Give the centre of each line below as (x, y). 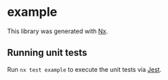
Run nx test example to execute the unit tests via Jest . (84, 69)
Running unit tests (47, 53)
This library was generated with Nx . (57, 31)
